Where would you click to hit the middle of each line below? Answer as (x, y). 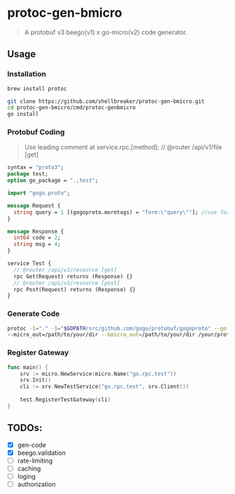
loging (27, 476)
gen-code (32, 444)
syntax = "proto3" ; (36, 168)
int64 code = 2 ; (37, 238)
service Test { (29, 263)
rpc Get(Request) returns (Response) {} (73, 276)
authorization (36, 484)
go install (23, 114)
